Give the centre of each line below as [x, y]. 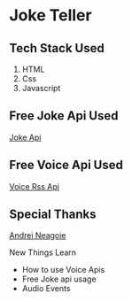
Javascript [41, 88]
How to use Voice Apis [63, 270]
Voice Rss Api [35, 186]
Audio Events [46, 289]
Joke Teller [50, 15]
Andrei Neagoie [38, 235]
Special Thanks [53, 215]
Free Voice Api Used [66, 165]
